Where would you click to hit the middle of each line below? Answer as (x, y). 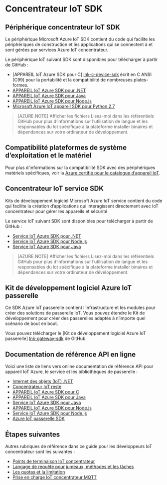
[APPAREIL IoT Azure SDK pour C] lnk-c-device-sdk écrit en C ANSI (82, 74)
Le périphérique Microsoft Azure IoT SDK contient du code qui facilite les (80, 39)
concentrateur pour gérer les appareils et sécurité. (57, 211)
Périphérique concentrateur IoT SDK (63, 27)
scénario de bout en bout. (32, 323)
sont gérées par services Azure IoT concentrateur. (57, 50)
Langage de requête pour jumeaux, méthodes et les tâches (73, 467)
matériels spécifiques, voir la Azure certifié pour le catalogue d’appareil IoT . (83, 172)
